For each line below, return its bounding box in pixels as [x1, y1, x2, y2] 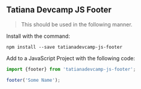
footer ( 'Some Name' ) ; [6, 77, 61, 83]
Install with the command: [6, 32, 70, 40]
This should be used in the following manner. [20, 20, 133, 28]
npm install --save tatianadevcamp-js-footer [6, 44, 122, 50]
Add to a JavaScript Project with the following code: [6, 54, 136, 62]
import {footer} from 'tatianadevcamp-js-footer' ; [6, 66, 136, 72]
